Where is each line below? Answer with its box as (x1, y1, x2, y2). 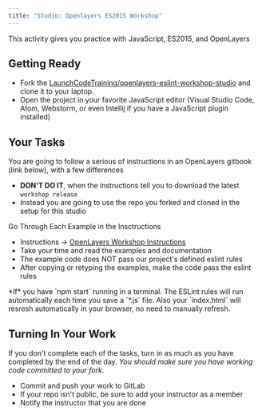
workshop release (19, 191, 78, 199)
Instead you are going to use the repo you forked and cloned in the (19, 198, 240, 207)
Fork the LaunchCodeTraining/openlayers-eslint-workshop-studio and (19, 78, 251, 88)
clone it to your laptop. (19, 87, 94, 96)
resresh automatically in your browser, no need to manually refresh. (8, 304, 231, 313)
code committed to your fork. (8, 365, 105, 375)
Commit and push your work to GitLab (19, 381, 145, 391)
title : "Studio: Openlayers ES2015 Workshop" (8, 11, 162, 20)
